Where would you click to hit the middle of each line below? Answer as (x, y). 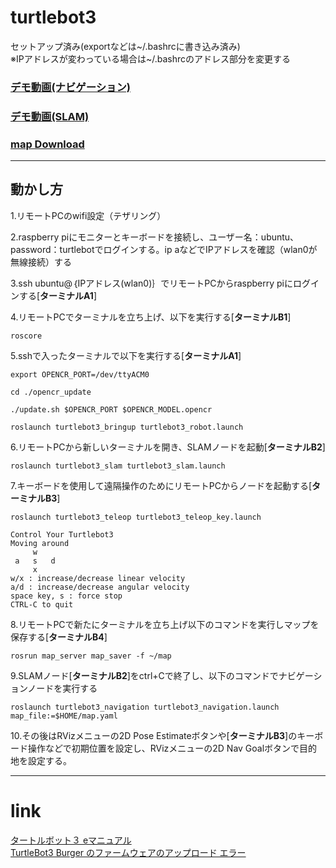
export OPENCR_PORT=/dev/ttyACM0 (80, 374)
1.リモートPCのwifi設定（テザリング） (88, 215)
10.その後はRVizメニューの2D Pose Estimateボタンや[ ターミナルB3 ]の (154, 735)
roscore (26, 336)
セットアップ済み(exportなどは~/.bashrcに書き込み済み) (125, 46)
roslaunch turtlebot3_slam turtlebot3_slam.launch (118, 466)
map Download (47, 144)
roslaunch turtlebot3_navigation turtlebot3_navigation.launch (145, 707)
